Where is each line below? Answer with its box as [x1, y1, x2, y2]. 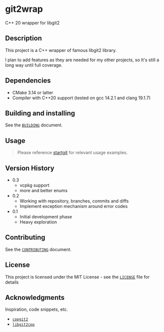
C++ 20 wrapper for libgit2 [5, 20, 60, 26]
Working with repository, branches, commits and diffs [19, 198, 129, 204]
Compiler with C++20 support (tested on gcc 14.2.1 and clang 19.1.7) [12, 95, 151, 101]
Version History [5, 164, 54, 172]
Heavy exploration [19, 219, 57, 225]
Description [5, 34, 42, 42]
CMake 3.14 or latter [12, 89, 53, 95]
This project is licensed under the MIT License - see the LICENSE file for [5, 274, 150, 280]
